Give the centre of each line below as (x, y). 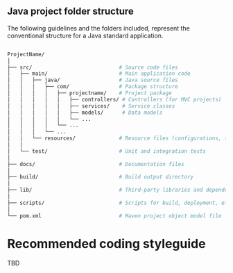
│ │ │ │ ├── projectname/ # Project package (89, 93)
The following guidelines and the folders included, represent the (99, 28)
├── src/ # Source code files (93, 67)
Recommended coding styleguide (106, 243)
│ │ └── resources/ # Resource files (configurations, (114, 138)
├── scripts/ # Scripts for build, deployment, (113, 203)
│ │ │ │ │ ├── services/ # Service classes (91, 106)
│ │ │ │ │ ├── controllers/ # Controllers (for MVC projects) (114, 99)
